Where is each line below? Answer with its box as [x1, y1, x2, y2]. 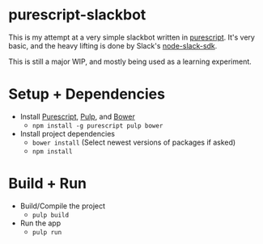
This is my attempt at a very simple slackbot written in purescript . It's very [8, 32, 255, 42]
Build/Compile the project [19, 200, 106, 211]
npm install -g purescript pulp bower [32, 121, 163, 130]
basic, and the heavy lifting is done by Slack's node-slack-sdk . [8, 40, 218, 50]
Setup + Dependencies [8, 85, 166, 103]
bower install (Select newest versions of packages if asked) [32, 137, 236, 147]
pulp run [32, 228, 62, 236]
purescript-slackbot [8, 6, 146, 24]
